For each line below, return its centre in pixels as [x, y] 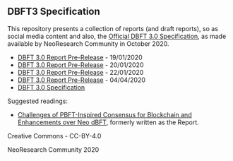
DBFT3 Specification [54, 12]
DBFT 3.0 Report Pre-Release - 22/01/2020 [80, 72]
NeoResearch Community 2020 [53, 149]
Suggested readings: [38, 101]
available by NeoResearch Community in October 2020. [88, 43]
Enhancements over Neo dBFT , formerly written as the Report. [108, 122]
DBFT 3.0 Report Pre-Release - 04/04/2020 [82, 80]
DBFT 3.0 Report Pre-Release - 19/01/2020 [80, 57]
